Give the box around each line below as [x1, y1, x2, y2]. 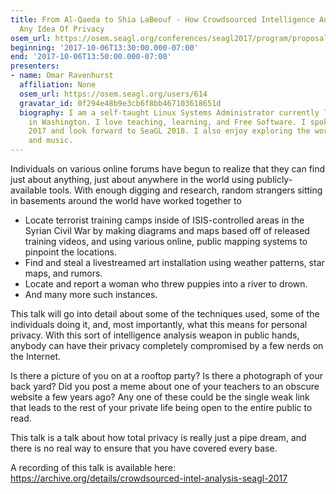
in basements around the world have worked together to [10, 195, 242, 206]
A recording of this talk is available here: [10, 462, 177, 473]
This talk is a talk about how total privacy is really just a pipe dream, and [10, 432, 307, 443]
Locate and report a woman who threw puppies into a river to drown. [24, 278, 308, 290]
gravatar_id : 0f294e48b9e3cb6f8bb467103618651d [19, 98, 222, 108]
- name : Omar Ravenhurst [10, 71, 114, 81]
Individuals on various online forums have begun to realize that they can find [10, 163, 326, 175]
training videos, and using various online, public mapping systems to [24, 236, 308, 247]
